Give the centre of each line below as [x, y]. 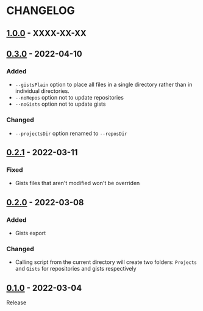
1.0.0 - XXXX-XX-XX [46, 33]
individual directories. [42, 91]
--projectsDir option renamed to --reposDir [71, 133]
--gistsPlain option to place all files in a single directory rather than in [104, 85]
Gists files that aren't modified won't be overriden [77, 183]
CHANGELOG [41, 11]
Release [16, 302]
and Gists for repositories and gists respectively [76, 269]
